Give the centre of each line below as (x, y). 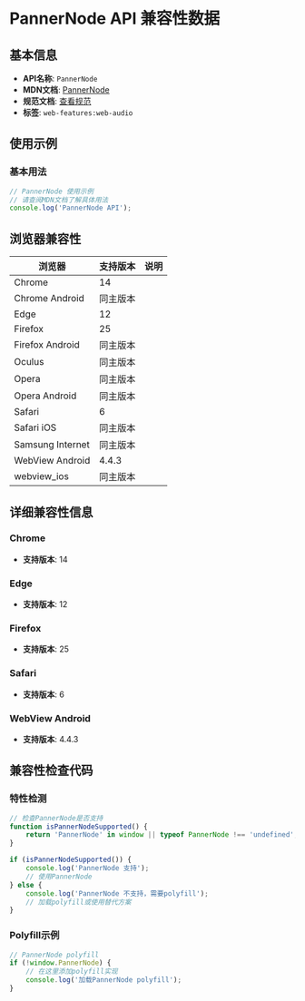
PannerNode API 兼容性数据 (115, 19)
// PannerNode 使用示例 (51, 191)
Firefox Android (47, 345)
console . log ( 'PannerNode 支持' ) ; (88, 869)
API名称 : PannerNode (60, 79)
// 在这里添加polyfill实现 (72, 972)
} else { (26, 885)
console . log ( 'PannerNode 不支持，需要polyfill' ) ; (117, 893)
